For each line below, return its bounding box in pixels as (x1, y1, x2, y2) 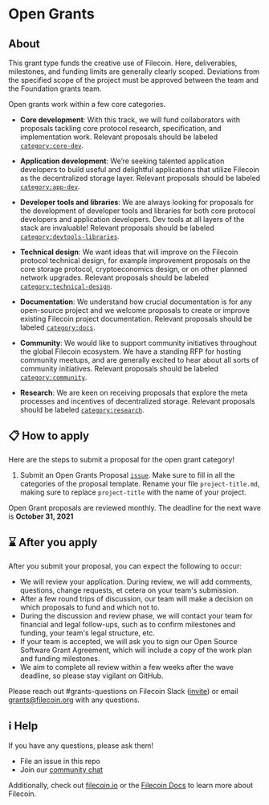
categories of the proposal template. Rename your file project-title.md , (19, 478, 260, 488)
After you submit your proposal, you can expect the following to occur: (8, 561, 243, 571)
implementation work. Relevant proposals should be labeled (19, 132, 218, 142)
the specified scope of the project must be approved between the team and (8, 76, 259, 84)
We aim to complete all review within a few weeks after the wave (19, 662, 234, 672)
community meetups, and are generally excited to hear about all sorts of (19, 355, 259, 364)
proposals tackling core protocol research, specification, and (19, 124, 222, 133)
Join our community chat (19, 765, 103, 774)
